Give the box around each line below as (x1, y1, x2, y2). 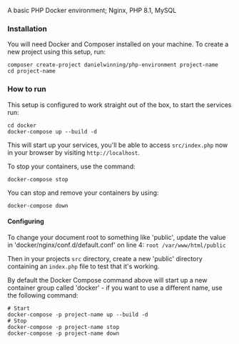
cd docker (7, 121, 37, 129)
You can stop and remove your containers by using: (7, 188, 159, 197)
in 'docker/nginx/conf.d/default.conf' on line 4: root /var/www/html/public (7, 241, 226, 249)
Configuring (7, 217, 44, 226)
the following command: (7, 290, 78, 299)
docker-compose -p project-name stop (7, 323, 120, 330)
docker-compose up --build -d (7, 128, 98, 135)
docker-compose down (7, 202, 69, 209)
